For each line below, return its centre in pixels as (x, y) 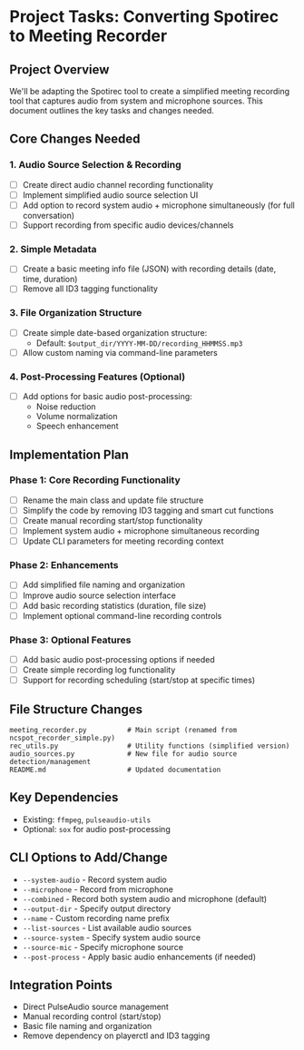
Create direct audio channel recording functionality (118, 184)
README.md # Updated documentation (115, 770)
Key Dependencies (64, 797)
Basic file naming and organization (87, 1026)
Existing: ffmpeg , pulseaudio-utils (87, 819)
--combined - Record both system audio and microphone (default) (145, 898)
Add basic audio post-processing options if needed (118, 659)
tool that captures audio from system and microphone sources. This (136, 101)
